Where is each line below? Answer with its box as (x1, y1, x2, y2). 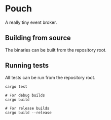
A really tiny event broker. (5, 19, 57, 25)
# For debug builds (5, 93, 45, 98)
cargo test (5, 84, 28, 89)
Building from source (5, 34, 71, 42)
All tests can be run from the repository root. (5, 74, 96, 80)
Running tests (5, 61, 49, 70)
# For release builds (5, 106, 50, 111)
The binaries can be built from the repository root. (5, 47, 107, 53)
